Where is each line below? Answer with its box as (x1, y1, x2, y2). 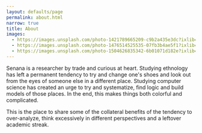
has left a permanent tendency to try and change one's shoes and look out (6, 70, 191, 78)
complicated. (6, 96, 39, 104)
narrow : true (6, 20, 39, 26)
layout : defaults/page (6, 8, 63, 15)
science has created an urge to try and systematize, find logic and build (6, 84, 184, 91)
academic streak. (6, 121, 49, 128)
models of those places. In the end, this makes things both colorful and (6, 90, 182, 97)
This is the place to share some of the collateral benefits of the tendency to (6, 108, 192, 115)
